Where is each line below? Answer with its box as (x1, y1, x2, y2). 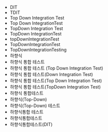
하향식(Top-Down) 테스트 (9, 102, 61, 108)
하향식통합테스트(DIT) (9, 121, 53, 127)
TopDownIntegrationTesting (9, 47, 67, 52)
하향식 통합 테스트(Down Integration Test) (9, 71, 93, 77)
